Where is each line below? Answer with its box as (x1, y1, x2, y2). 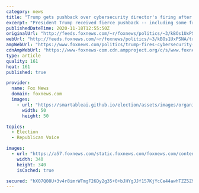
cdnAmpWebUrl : (6, 47, 41, 53)
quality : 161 (6, 58, 38, 64)
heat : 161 (6, 63, 31, 70)
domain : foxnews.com (11, 91, 62, 97)
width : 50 (21, 107, 46, 113)
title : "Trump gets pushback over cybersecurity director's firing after (6, 14, 192, 20)
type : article (6, 53, 41, 59)
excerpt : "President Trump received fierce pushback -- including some (6, 20, 187, 25)
